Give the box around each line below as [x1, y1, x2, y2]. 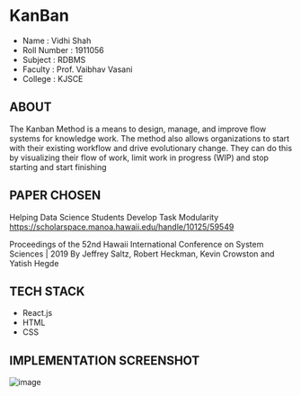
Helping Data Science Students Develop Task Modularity [9, 211, 219, 222]
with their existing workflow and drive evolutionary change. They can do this [9, 142, 293, 153]
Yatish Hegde [9, 257, 59, 268]
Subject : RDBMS [22, 54, 86, 65]
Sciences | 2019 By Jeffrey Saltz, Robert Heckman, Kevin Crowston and [9, 248, 275, 259]
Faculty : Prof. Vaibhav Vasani [22, 64, 133, 75]
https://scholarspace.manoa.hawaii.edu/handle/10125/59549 [9, 221, 235, 232]
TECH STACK [9, 283, 85, 299]
